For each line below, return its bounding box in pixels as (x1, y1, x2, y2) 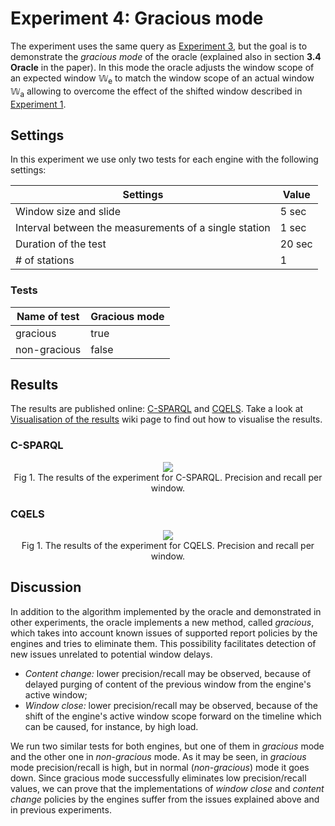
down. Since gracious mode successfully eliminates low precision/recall (10, 772, 307, 784)
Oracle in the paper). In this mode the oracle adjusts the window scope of (10, 61, 315, 73)
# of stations (15, 253, 75, 267)
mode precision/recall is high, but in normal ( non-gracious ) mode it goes (10, 761, 310, 773)
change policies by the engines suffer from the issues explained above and (10, 793, 320, 805)
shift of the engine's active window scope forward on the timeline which (24, 710, 322, 722)
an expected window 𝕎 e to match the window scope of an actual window (10, 72, 315, 86)
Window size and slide (15, 205, 121, 219)
